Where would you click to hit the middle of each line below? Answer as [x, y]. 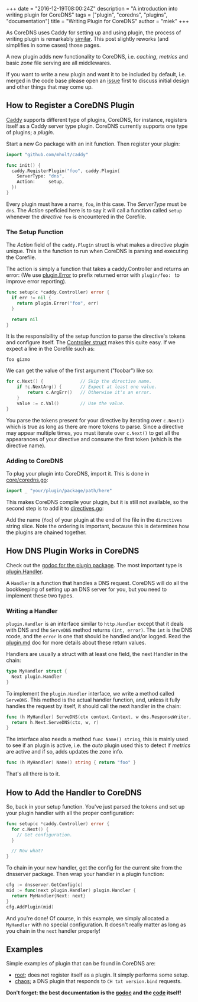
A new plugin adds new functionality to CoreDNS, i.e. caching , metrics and [97, 56]
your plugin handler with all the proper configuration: [70, 813]
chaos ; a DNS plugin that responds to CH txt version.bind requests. [98, 981]
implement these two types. [40, 595]
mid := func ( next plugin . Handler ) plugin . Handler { [71, 891]
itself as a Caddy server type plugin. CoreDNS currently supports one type [97, 126]
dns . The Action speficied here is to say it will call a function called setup [94, 210]
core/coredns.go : [27, 480]
